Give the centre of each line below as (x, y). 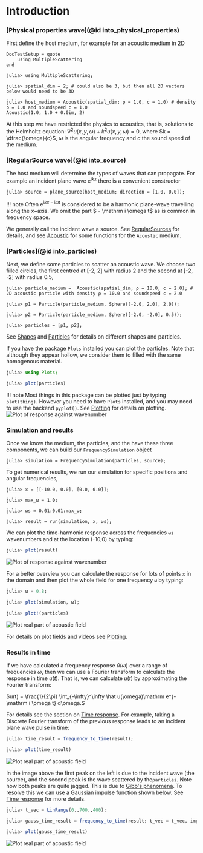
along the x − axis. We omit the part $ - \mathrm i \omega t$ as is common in (101, 211)
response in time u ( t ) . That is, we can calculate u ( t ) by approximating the (97, 678)
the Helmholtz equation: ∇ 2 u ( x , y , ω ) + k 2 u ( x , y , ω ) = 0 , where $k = (89, 131)
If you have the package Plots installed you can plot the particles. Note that (100, 349)
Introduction (38, 11)
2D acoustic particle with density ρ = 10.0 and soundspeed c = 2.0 (94, 294)
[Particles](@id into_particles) (52, 251)
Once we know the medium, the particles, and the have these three (90, 443)
